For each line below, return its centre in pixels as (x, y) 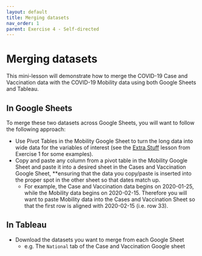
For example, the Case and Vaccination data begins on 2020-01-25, (109, 186)
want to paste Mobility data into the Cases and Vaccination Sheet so (110, 199)
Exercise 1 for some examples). (54, 154)
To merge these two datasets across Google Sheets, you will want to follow (100, 123)
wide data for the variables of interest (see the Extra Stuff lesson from (103, 148)
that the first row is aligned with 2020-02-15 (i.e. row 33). (96, 206)
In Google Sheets (40, 108)
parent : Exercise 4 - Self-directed (53, 29)
